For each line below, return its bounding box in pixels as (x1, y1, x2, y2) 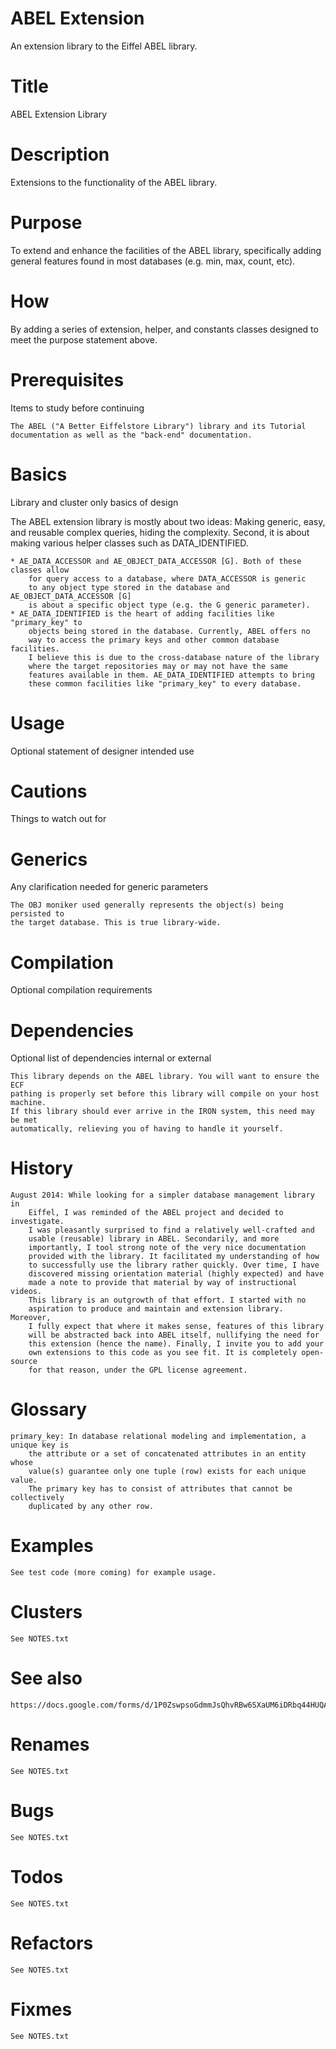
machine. (10, 1098, 47, 1108)
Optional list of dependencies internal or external (10, 1052, 212, 1064)
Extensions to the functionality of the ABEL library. (10, 176, 218, 188)
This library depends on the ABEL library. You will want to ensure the (10, 1072, 320, 1082)
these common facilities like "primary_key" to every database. (28, 678, 302, 689)
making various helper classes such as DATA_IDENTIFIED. (10, 537, 249, 549)
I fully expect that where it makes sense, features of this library (28, 1322, 325, 1332)
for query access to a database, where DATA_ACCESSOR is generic (28, 573, 307, 584)
